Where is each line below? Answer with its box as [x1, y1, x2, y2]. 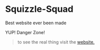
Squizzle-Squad [5, 3, 73, 15]
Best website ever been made [5, 20, 66, 26]
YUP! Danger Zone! [5, 29, 45, 35]
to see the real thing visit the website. [17, 39, 95, 45]
